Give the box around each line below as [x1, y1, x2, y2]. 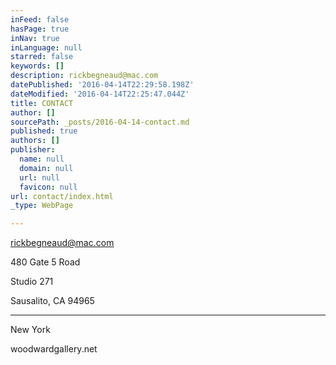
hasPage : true [10, 24, 70, 34]
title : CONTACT [10, 98, 74, 108]
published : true [10, 126, 78, 136]
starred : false [10, 52, 74, 62]
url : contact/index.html [10, 191, 114, 201]
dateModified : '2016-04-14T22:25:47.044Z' [10, 89, 190, 99]
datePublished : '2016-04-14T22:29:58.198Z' [10, 80, 195, 90]
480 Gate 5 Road [10, 256, 81, 268]
